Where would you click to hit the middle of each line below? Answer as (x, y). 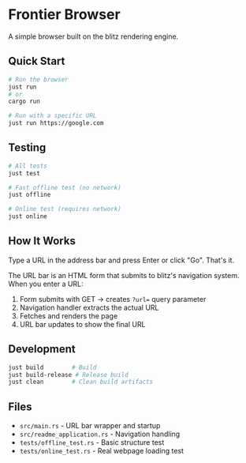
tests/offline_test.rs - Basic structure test (92, 442)
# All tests (28, 166)
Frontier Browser (64, 15)
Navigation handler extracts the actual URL (89, 307)
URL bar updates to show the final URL (82, 324)
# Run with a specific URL (52, 116)
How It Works (42, 241)
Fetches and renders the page (69, 316)
